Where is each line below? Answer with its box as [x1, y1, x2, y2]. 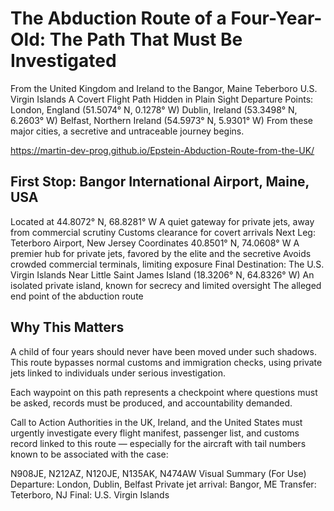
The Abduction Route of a [10, 7, 227, 30]
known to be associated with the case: [10, 448, 169, 460]
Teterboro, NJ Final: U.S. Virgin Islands [10, 488, 170, 501]
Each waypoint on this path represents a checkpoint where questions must [10, 386, 318, 398]
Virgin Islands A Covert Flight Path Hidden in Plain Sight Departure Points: [10, 93, 314, 105]
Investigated [10, 50, 117, 72]
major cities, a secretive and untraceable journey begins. [10, 125, 245, 137]
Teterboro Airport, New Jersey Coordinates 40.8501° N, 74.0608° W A [10, 237, 300, 249]
